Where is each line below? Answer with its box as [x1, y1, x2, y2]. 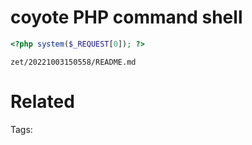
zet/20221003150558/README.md [10, 57, 137, 67]
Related [10, 91, 75, 113]
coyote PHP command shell [10, 6, 243, 29]
